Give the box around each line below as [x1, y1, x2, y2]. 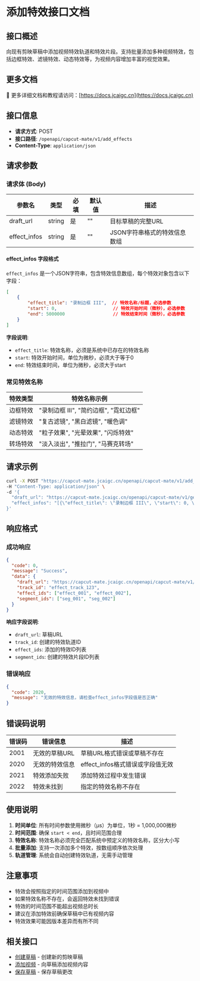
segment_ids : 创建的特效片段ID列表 [14, 654, 100, 661]
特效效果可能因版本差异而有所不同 [14, 917, 99, 924]
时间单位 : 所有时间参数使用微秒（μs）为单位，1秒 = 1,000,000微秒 [14, 821, 177, 829]
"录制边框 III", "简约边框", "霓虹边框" [39, 406, 140, 414]
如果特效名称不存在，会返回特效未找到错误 [14, 895, 120, 902]
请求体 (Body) [6, 180, 46, 188]
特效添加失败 [33, 772, 70, 780]
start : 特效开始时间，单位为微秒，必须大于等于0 [14, 354, 134, 361]
